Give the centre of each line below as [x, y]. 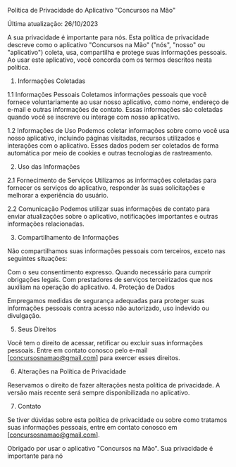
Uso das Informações [49, 167]
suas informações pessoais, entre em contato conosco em [92, 427]
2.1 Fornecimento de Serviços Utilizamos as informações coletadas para [112, 180]
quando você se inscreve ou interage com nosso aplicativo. [94, 117]
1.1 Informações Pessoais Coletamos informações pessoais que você [107, 95]
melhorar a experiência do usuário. [58, 195]
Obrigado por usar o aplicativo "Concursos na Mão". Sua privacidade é [110, 448]
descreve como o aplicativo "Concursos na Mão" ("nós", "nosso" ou [106, 45]
